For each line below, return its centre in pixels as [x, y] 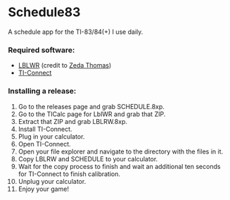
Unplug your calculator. [52, 181]
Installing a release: [42, 91]
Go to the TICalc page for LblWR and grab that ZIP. [92, 114]
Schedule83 [44, 12]
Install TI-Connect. [45, 129]
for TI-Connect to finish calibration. [69, 174]
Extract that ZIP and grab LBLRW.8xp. [72, 121]
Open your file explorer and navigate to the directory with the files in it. [121, 151]
